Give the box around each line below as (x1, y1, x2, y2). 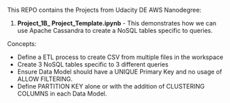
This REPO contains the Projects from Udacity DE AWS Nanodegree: (7, 6, 202, 14)
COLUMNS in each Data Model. (17, 89, 107, 98)
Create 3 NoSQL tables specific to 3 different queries (17, 60, 169, 68)
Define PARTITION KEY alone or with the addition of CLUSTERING (17, 82, 205, 90)
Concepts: (7, 40, 37, 47)
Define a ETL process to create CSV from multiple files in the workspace (17, 53, 224, 61)
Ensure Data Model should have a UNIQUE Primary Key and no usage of (17, 68, 222, 76)
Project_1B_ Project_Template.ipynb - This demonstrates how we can (17, 19, 217, 27)
